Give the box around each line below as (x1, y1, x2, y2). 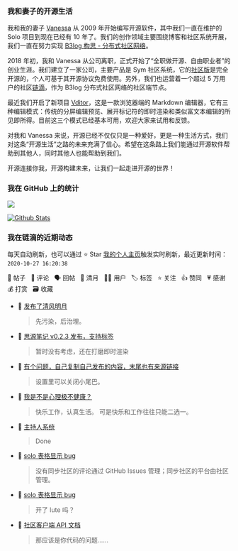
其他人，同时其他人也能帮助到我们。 (19, 149, 125, 158)
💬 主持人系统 (17, 422, 55, 431)
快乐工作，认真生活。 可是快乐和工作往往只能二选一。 (35, 407, 193, 416)
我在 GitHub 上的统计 (7, 183, 79, 193)
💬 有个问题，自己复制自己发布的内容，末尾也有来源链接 (17, 362, 179, 371)
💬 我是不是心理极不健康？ (17, 392, 92, 400)
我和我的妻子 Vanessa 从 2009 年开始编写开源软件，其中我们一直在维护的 (7, 23, 222, 33)
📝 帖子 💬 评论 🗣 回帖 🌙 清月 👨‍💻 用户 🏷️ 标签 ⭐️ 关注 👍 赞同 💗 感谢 (7, 273, 226, 282)
